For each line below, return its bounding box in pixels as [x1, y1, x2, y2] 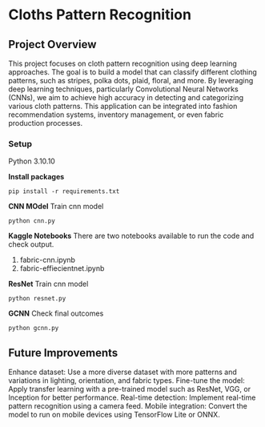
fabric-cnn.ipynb [19, 255, 76, 265]
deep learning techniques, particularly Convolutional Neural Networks [8, 84, 239, 94]
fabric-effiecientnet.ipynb [19, 264, 105, 273]
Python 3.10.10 [8, 156, 56, 166]
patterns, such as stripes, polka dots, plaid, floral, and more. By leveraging [8, 76, 254, 85]
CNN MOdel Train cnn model [8, 202, 104, 211]
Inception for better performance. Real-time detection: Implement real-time [8, 393, 256, 402]
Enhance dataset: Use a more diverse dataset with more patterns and [8, 367, 238, 377]
